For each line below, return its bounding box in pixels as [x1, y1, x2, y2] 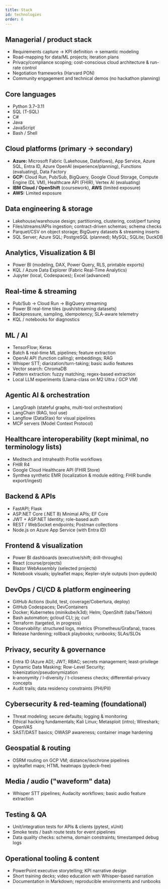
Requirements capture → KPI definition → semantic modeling [12, 49, 139, 55]
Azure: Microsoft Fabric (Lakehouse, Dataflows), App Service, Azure [12, 158, 155, 164]
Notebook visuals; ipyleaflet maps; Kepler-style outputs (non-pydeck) [12, 571, 157, 577]
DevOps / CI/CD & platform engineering [5, 585, 131, 594]
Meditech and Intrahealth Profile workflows [12, 456, 102, 462]
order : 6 [5, 17, 24, 22]
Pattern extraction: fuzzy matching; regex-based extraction [12, 371, 136, 377]
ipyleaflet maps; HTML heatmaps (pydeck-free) [12, 762, 112, 768]
